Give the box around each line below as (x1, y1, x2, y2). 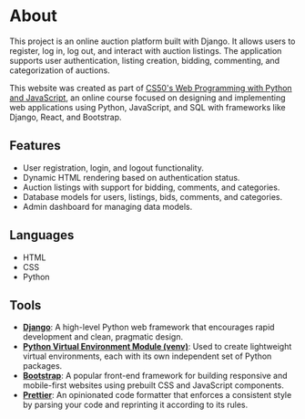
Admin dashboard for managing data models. (22, 201, 193, 212)
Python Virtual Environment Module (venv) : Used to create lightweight (22, 341, 292, 352)
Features (9, 138, 61, 153)
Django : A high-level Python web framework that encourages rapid (22, 321, 275, 333)
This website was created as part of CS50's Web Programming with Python (9, 82, 293, 93)
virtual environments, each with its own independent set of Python (22, 351, 272, 361)
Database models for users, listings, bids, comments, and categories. (22, 191, 283, 202)
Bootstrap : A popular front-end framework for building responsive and (22, 371, 289, 382)
